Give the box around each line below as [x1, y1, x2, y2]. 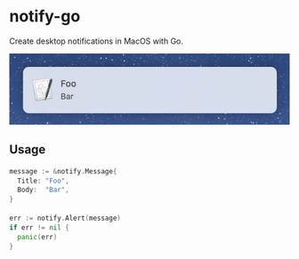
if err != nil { [9, 223, 69, 232]
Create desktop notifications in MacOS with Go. [9, 36, 184, 46]
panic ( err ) [17, 232, 58, 241]
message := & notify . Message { [9, 166, 117, 175]
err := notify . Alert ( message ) [9, 214, 122, 223]
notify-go [9, 6, 81, 27]
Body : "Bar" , [17, 185, 69, 195]
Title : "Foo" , [17, 176, 69, 185]
